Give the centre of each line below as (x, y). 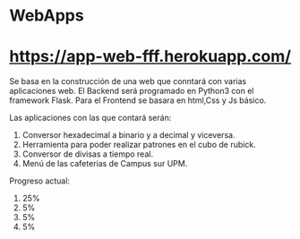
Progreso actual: (39, 181)
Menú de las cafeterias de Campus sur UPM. (105, 164)
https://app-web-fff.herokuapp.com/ (150, 57)
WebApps (47, 16)
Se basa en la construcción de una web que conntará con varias (128, 81)
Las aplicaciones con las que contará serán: (90, 118)
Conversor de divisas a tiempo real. (88, 154)
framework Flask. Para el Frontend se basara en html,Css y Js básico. (138, 100)
